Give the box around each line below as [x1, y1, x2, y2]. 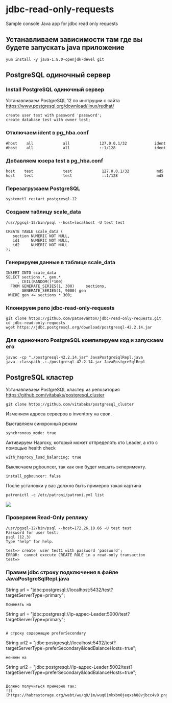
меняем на [6, 655, 27, 660]
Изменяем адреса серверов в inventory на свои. [6, 411, 112, 417]
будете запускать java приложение [6, 43, 125, 52]
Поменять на [6, 602, 31, 607]
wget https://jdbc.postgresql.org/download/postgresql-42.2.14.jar [6, 325, 153, 330]
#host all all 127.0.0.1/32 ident [6, 140, 166, 146]
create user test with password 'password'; [6, 113, 102, 118]
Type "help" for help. [6, 539, 54, 544]
